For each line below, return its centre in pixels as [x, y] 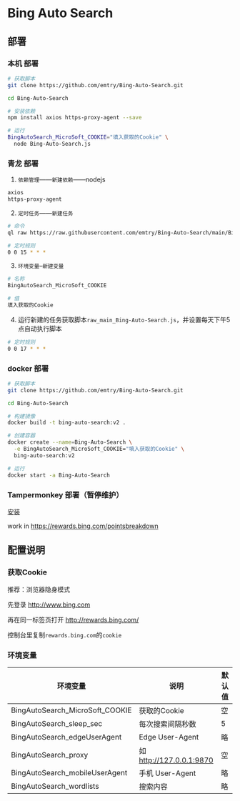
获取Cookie [27, 572]
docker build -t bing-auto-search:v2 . [67, 423]
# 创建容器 [21, 436]
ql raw [17, 233]
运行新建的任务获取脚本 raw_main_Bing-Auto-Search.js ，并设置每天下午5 [124, 319]
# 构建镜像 [21, 416]
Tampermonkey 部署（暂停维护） [65, 494]
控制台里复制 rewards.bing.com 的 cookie [65, 635]
